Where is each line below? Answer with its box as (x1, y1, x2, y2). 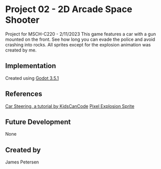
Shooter (5, 14, 40, 26)
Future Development (5, 118, 71, 126)
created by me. (5, 47, 37, 53)
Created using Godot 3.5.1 (5, 75, 59, 81)
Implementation (5, 62, 57, 70)
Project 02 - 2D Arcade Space (5, 4, 133, 15)
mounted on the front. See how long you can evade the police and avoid (5, 36, 155, 42)
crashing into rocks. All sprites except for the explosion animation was (5, 41, 151, 47)
